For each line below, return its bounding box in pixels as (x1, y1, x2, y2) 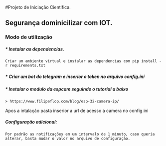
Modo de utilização (5, 33, 53, 40)
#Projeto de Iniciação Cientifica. (5, 4, 71, 10)
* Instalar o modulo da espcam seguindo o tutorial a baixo (5, 86, 129, 92)
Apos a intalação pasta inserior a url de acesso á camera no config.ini (5, 107, 149, 113)
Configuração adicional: (5, 119, 57, 125)
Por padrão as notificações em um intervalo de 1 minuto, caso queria (5, 131, 155, 136)
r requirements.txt (5, 63, 46, 68)
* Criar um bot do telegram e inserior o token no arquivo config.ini (5, 73, 145, 79)
